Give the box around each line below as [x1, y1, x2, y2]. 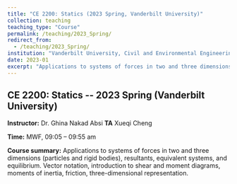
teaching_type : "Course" [7, 23, 80, 30]
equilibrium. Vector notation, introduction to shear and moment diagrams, [7, 161, 221, 170]
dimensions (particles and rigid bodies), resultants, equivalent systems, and [7, 154, 227, 163]
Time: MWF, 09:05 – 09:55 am [7, 132, 97, 142]
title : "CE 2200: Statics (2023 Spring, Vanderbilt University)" [7, 10, 203, 18]
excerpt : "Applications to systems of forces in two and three [7, 63, 197, 70]
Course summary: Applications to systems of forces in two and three [7, 146, 209, 155]
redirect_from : [7, 37, 52, 44]
